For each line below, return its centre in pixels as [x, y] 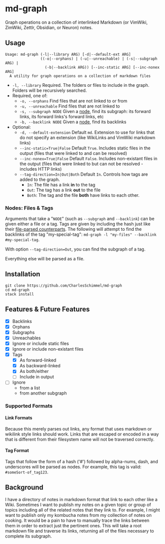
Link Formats [19, 418]
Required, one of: [30, 95]
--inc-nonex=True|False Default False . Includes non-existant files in [88, 158]
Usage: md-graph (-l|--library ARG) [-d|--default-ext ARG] [68, 54]
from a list [30, 388]
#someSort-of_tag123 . [27, 472]
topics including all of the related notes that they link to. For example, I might [82, 510]
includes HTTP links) [41, 169]
